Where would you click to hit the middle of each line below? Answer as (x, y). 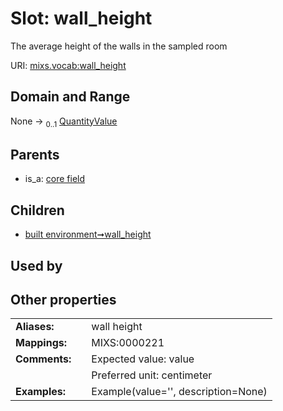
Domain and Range (70, 97)
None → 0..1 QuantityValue (64, 122)
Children (37, 210)
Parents (35, 154)
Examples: (41, 392)
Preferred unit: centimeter (152, 375)
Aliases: (35, 327)
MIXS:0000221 (128, 343)
